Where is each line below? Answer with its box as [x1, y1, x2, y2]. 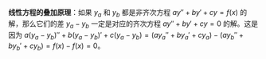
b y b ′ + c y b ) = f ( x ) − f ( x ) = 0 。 [8, 41, 105, 53]
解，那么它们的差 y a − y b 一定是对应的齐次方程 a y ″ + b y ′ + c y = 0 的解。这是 [8, 19, 259, 30]
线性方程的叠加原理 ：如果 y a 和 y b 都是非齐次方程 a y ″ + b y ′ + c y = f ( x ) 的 [8, 8, 248, 19]
